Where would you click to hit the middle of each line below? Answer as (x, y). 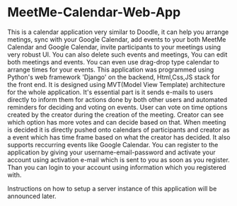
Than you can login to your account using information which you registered (117, 167)
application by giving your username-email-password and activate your (111, 152)
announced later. (32, 196)
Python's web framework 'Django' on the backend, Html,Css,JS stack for (114, 77)
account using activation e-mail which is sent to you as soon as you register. (118, 159)
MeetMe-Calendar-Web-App (94, 12)
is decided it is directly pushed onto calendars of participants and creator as (118, 130)
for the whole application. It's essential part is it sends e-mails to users (110, 92)
